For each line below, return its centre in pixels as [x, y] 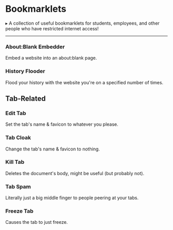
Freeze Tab [19, 211]
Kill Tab [15, 162]
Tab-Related [25, 98]
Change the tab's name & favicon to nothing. [53, 149]
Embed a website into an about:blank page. [51, 58]
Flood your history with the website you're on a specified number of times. [84, 82]
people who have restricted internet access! [52, 28]
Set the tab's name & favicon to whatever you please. [62, 124]
